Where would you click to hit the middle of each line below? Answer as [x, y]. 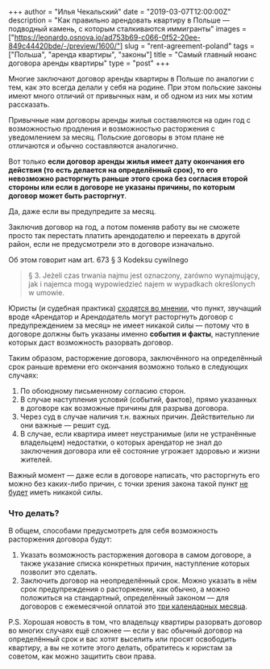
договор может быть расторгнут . [68, 196]
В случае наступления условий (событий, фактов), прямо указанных [138, 399]
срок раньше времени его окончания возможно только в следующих [128, 367]
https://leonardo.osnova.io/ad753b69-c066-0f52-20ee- [108, 37]
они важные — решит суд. [65, 425]
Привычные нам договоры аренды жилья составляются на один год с [130, 120]
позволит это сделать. [59, 572]
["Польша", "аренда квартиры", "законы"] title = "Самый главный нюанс [133, 54]
